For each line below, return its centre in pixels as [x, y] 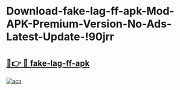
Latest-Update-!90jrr [60, 37]
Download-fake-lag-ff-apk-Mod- [90, 11]
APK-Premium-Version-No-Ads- [89, 24]
